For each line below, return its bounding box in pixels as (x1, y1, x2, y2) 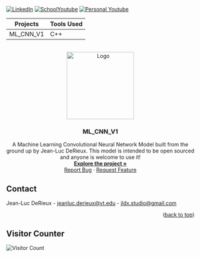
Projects (14, 20, 39, 28)
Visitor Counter (6, 228, 64, 238)
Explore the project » (73, 160, 127, 167)
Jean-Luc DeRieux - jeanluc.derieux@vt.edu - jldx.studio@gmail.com (6, 200, 177, 207)
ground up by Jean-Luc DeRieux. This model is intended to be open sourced (6, 147, 195, 155)
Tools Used (50, 20, 83, 28)
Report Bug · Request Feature (64, 166, 137, 173)
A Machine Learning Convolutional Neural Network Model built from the (12, 141, 189, 148)
